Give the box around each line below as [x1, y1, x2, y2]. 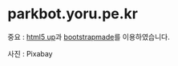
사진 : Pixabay [7, 49, 53, 58]
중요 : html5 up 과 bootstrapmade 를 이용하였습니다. [7, 32, 170, 41]
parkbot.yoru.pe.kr [7, 5, 138, 23]
